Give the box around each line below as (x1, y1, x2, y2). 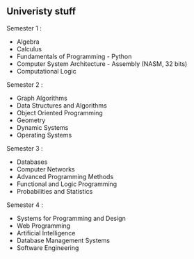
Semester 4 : (6, 201, 43, 209)
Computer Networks (16, 165, 76, 173)
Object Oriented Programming (16, 108, 104, 117)
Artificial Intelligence (16, 228, 76, 237)
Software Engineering (16, 243, 79, 252)
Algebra (16, 37, 40, 46)
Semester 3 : (6, 144, 43, 152)
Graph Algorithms (16, 94, 67, 102)
